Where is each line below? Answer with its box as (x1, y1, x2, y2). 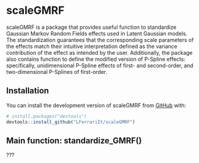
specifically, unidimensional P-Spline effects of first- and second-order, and (6, 61, 194, 69)
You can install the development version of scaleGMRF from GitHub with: (6, 102, 186, 109)
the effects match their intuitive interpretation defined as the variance (6, 43, 178, 50)
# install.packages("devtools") (6, 113, 87, 119)
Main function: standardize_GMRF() (6, 135, 142, 146)
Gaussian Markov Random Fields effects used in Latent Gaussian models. (6, 29, 188, 37)
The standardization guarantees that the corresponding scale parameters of (6, 36, 194, 43)
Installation (6, 85, 49, 96)
